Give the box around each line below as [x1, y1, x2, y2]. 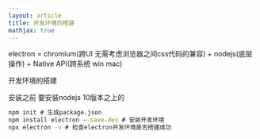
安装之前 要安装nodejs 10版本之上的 [8, 93, 125, 102]
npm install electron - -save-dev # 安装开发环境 [8, 116, 165, 124]
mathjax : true [8, 26, 55, 34]
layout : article [8, 11, 62, 20]
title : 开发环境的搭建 [8, 19, 75, 27]
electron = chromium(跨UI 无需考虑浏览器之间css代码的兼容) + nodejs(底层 [8, 49, 253, 59]
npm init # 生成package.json [8, 109, 102, 117]
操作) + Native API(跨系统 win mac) [8, 59, 123, 68]
